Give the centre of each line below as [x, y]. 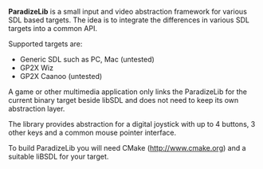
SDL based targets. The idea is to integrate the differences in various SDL [129, 20]
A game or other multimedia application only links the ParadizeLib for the [128, 92]
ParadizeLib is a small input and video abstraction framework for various [128, 12]
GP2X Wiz [37, 68]
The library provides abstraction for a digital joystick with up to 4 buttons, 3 [132, 124]
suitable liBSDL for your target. [59, 156]
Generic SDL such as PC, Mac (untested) [87, 59]
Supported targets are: [45, 44]
